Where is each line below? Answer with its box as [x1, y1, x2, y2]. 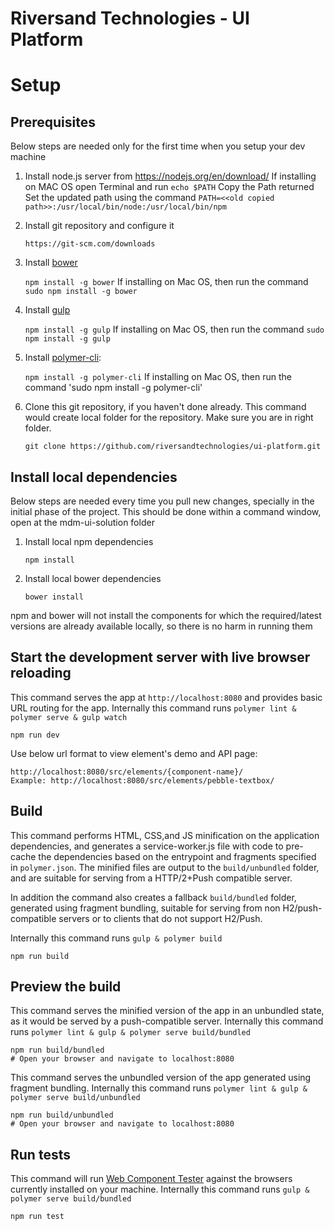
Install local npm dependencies [24, 536, 154, 547]
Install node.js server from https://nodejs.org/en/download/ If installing [24, 170, 317, 182]
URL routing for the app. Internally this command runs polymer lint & [10, 702, 297, 714]
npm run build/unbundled [10, 1110, 114, 1121]
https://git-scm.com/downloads [24, 239, 156, 249]
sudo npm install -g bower [24, 287, 138, 297]
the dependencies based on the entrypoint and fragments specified [38, 850, 317, 862]
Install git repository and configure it [24, 220, 175, 232]
